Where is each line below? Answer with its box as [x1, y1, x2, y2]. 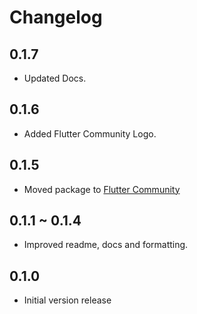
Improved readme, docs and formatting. [23, 239, 189, 251]
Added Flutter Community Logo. [23, 127, 157, 140]
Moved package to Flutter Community [23, 183, 181, 195]
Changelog [9, 6, 103, 29]
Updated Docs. [23, 72, 87, 84]
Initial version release [23, 294, 112, 306]
